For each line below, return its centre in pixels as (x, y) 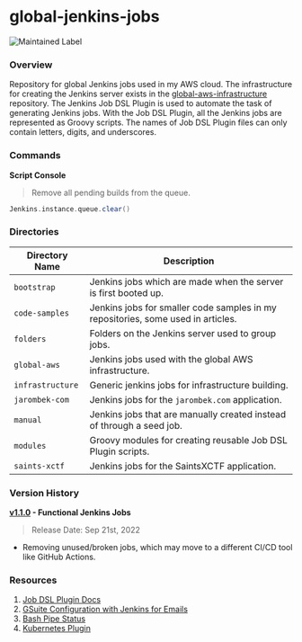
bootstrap (35, 287)
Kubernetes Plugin (57, 629)
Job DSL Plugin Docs (62, 600)
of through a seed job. (136, 425)
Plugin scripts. (120, 451)
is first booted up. (127, 292)
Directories (34, 232)
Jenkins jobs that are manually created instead (188, 414)
